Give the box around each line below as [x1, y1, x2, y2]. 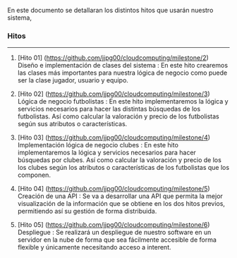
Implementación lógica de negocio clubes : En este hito [17, 141, 178, 149]
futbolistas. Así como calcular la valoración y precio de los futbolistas [17, 112, 220, 121]
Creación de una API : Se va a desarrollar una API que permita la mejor [17, 192, 224, 200]
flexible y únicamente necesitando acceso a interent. [17, 243, 171, 252]
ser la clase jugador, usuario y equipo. [17, 76, 129, 85]
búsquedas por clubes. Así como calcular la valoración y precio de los [17, 156, 222, 164]
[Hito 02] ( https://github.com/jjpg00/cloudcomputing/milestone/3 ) [17, 90, 210, 98]
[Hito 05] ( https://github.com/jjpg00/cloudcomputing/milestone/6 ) [17, 221, 210, 229]
